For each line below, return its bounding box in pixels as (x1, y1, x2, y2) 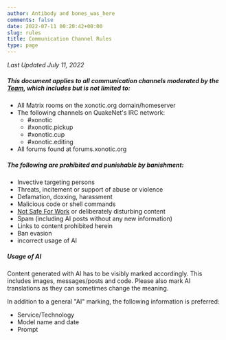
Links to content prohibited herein (16, 221, 113, 230)
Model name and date (16, 317, 80, 326)
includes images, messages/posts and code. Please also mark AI (7, 276, 191, 285)
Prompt (16, 325, 38, 333)
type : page (7, 42, 38, 49)
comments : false (7, 16, 54, 23)
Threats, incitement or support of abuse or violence (16, 185, 163, 193)
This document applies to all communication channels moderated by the (7, 76, 219, 84)
